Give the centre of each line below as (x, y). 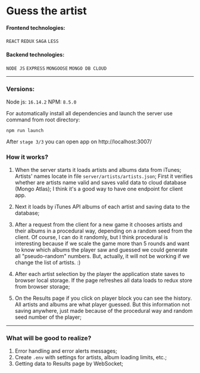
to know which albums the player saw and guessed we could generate (101, 250)
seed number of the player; (48, 317)
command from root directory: (43, 120)
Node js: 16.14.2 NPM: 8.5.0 (41, 102)
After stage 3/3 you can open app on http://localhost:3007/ (79, 142)
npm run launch (25, 130)
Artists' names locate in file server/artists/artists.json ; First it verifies (104, 176)
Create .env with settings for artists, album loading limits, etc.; (91, 358)
